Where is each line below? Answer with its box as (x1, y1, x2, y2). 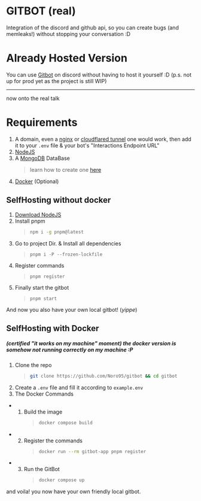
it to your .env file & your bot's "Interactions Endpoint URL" (14, 142, 160, 149)
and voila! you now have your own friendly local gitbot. (6, 488, 141, 495)
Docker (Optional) (14, 178, 59, 185)
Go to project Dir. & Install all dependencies (14, 239, 121, 247)
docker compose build (38, 420, 93, 426)
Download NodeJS (14, 211, 62, 218)
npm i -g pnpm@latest (29, 229, 84, 235)
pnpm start (29, 295, 57, 302)
